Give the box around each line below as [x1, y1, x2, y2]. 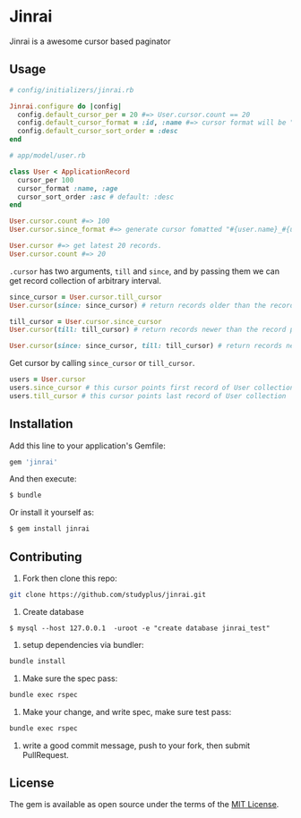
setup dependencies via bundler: [21, 639, 144, 650]
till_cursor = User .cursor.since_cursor [9, 317, 163, 326]
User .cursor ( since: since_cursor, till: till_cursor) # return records [9, 342, 282, 351]
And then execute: [9, 473, 77, 484]
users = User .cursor [9, 375, 87, 384]
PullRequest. [21, 749, 69, 760]
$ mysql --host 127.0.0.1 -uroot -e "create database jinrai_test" [9, 624, 271, 633]
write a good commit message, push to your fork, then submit [21, 740, 251, 751]
